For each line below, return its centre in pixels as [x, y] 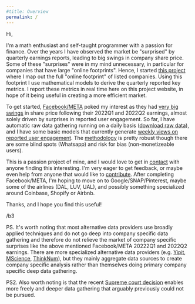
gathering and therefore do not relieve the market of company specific [91, 239]
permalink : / [22, 17]
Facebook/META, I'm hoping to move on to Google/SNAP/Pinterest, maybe [96, 181]
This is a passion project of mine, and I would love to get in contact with [93, 162]
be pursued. [21, 295]
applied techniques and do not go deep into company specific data [87, 233]
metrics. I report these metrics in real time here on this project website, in [95, 89]
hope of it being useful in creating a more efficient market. [76, 95]
